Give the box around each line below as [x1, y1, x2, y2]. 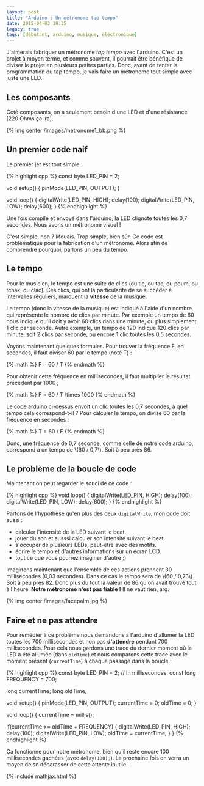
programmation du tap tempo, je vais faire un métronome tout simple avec [6, 68, 192, 75]
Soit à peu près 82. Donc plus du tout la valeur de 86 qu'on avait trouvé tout [6, 579, 197, 587]
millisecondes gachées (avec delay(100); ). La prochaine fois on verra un [6, 754, 189, 762]
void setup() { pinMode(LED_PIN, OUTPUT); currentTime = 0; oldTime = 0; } [6, 699, 197, 707]
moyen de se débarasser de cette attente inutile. [6, 761, 128, 768]
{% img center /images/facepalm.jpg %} [6, 597, 108, 605]
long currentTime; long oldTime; [6, 688, 87, 695]
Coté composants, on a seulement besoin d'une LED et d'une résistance [6, 108, 188, 116]
